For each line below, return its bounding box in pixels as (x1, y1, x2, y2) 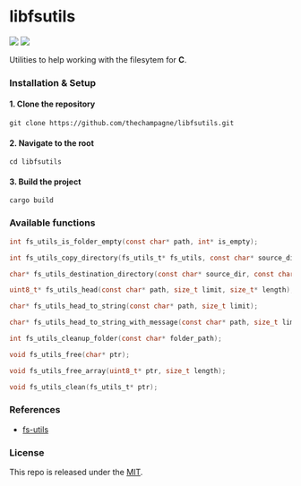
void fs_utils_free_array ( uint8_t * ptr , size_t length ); (9, 366, 227, 375)
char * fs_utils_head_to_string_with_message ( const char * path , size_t (9, 318, 279, 328)
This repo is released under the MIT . (9, 467, 143, 478)
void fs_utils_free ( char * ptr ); (9, 350, 130, 359)
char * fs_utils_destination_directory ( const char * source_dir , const (9, 269, 275, 278)
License (9, 446, 45, 458)
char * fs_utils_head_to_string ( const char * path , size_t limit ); (9, 302, 258, 311)
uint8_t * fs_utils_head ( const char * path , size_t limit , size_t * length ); (9, 286, 295, 294)
